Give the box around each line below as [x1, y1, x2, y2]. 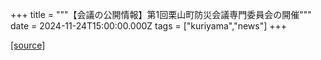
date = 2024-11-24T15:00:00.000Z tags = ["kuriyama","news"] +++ [10, 20, 288, 32]
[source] [10, 39, 46, 51]
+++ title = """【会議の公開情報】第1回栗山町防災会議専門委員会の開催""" [10, 9, 312, 20]
